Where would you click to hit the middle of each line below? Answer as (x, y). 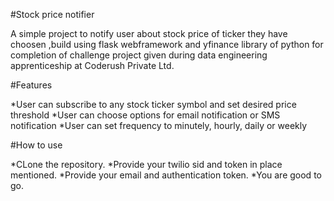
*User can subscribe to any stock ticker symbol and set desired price (153, 104)
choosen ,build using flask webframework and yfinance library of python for (167, 44)
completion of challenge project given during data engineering (139, 55)
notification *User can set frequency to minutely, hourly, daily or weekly (159, 125)
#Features (31, 85)
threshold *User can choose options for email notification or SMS (145, 115)
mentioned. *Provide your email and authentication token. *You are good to (166, 175)
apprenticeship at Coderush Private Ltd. (92, 65)
